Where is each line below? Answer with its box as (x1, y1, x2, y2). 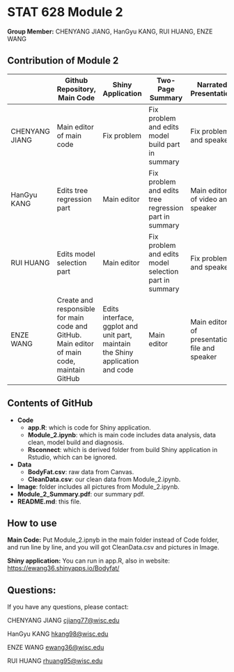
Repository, (56, 84, 96, 94)
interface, (102, 313, 134, 322)
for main (56, 313, 84, 322)
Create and (56, 295, 93, 305)
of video (190, 194, 218, 204)
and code (102, 365, 134, 375)
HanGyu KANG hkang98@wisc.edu (7, 630, 109, 638)
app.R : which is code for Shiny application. (27, 423, 151, 432)
